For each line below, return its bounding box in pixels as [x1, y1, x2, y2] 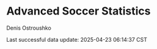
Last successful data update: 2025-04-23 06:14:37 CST [6, 36, 148, 43]
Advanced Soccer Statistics [6, 4, 151, 18]
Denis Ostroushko [6, 24, 52, 31]
